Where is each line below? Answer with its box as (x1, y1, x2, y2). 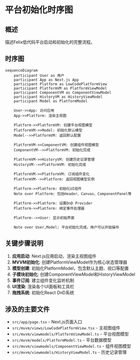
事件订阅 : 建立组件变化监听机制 (12, 277, 74, 283)
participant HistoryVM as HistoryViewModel (14, 94, 103, 99)
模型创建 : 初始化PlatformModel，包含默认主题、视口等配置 (12, 265, 129, 271)
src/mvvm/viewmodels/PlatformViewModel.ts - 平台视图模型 (12, 331, 129, 337)
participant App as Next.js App (14, 77, 79, 82)
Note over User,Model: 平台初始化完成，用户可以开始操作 (14, 225, 120, 230)
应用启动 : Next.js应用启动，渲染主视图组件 (12, 253, 97, 259)
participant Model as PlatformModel (14, 98, 88, 104)
